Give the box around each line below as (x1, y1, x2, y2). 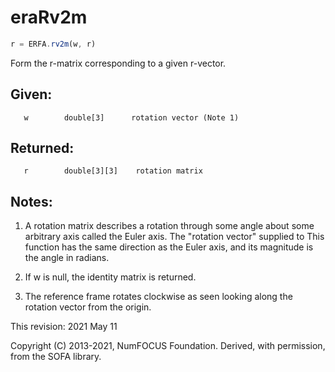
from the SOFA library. (10, 351, 102, 363)
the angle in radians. (24, 252, 110, 264)
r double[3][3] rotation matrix (23, 166, 203, 176)
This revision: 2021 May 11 (10, 321, 118, 333)
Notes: (10, 193, 53, 210)
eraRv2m (10, 6, 88, 29)
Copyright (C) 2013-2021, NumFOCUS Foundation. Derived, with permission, (10, 340, 326, 352)
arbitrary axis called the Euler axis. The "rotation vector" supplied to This (24, 231, 325, 243)
